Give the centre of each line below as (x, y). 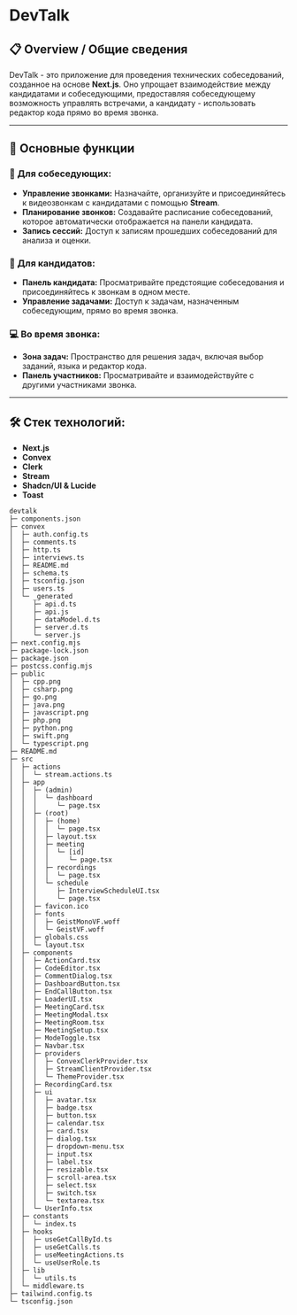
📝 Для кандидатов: (52, 263)
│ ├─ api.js (39, 612)
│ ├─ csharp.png (41, 690)
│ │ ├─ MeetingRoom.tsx (57, 1023)
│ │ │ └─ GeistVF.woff (57, 930)
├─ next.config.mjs (45, 643)
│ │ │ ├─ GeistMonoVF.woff (65, 922)
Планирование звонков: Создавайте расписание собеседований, (148, 212)
